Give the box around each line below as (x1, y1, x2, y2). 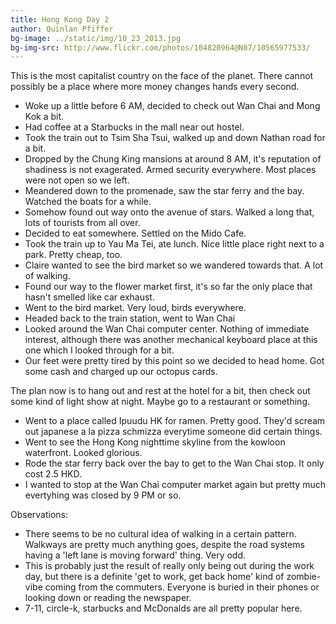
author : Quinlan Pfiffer (10, 24, 114, 34)
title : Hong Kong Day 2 (10, 14, 110, 25)
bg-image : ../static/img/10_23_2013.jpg (10, 33, 182, 43)
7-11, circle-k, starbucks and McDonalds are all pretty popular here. (24, 602, 303, 615)
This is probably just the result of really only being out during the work (24, 560, 315, 572)
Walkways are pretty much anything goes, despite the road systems (24, 539, 305, 551)
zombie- (286, 571, 322, 583)
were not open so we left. (24, 174, 130, 186)
